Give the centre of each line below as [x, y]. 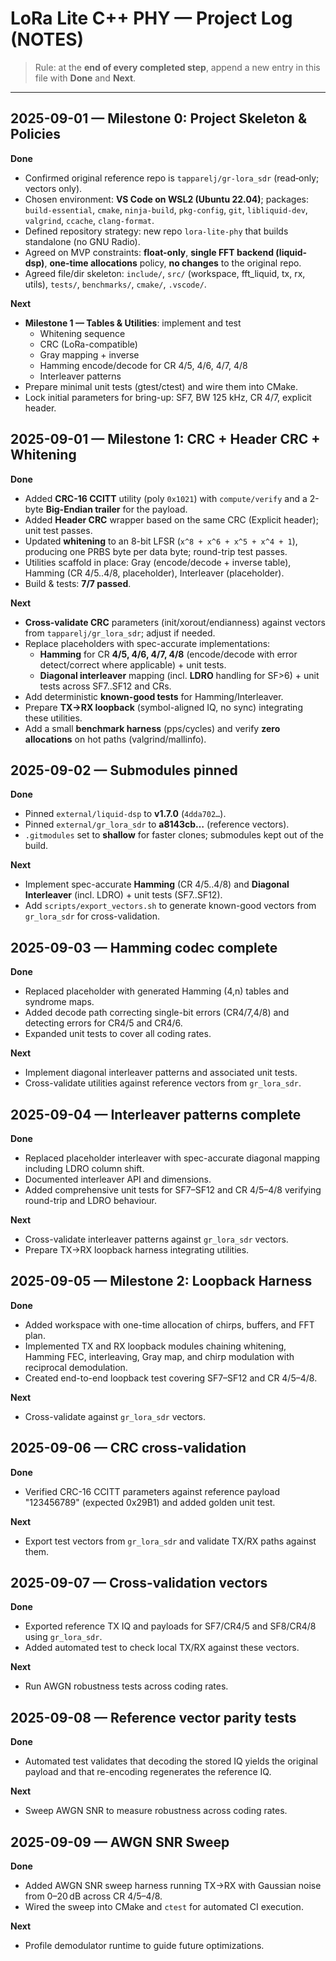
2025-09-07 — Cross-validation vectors [139, 1583]
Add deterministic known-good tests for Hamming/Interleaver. [154, 696]
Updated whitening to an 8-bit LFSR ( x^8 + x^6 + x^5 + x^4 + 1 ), [161, 541]
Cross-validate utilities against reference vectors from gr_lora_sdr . [163, 1083]
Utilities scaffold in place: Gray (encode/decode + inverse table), [158, 562]
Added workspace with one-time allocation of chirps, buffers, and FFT [169, 1324]
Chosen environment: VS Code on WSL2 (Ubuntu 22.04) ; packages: [167, 199]
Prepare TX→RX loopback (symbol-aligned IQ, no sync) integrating [163, 707]
